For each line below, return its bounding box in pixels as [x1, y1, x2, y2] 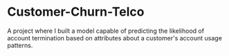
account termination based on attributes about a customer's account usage [7, 33, 223, 42]
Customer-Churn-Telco [7, 4, 145, 20]
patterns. [7, 41, 33, 49]
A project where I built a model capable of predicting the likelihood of [7, 27, 205, 35]
